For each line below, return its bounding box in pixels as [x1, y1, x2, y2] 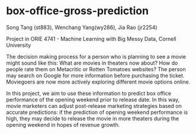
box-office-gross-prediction [6, 4, 149, 18]
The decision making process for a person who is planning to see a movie [6, 53, 187, 60]
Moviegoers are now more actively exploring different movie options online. [6, 78, 191, 85]
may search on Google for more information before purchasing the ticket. [6, 72, 185, 79]
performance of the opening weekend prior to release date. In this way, [6, 96, 180, 103]
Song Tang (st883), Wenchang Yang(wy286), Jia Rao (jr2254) [6, 24, 158, 31]
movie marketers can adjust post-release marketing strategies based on [6, 102, 182, 109]
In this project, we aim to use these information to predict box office [6, 90, 172, 97]
